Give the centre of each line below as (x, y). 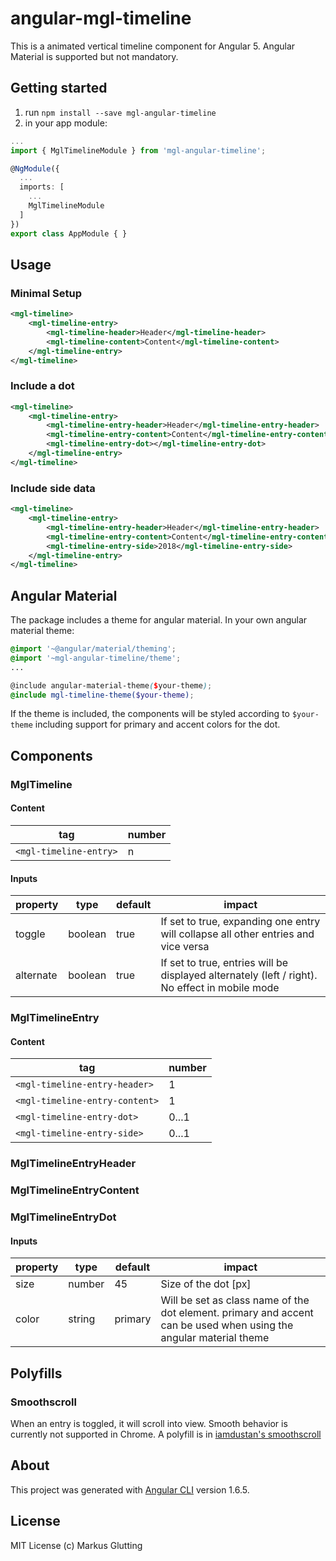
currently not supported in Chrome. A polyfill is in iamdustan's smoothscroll (166, 1434)
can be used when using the (227, 1325)
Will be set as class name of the (235, 1300)
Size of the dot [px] (206, 1284)
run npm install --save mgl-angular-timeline (120, 112)
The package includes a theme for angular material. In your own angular (159, 620)
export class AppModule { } (69, 233)
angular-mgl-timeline (101, 18)
